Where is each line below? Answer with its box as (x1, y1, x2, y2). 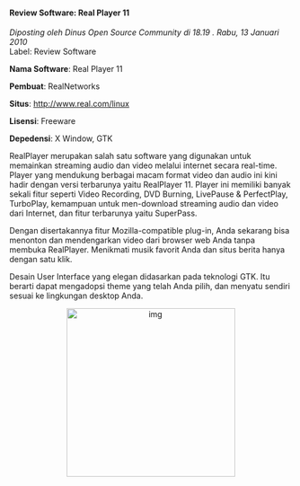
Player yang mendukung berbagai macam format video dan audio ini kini (9, 170, 278, 181)
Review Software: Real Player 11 (9, 7, 130, 18)
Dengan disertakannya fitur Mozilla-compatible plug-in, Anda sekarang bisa (9, 225, 290, 236)
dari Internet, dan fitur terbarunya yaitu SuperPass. (9, 208, 198, 219)
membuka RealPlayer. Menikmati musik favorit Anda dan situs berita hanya (9, 244, 286, 255)
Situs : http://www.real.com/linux (9, 99, 130, 110)
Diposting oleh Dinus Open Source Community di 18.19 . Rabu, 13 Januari (9, 27, 280, 38)
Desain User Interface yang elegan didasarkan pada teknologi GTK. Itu (9, 271, 270, 282)
